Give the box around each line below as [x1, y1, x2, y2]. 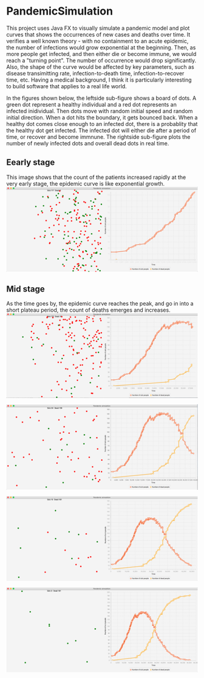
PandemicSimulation [6, 4, 114, 18]
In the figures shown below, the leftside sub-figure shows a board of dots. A [6, 94, 197, 102]
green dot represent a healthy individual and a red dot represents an [6, 100, 177, 108]
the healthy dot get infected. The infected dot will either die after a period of [6, 127, 197, 134]
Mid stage [6, 284, 45, 294]
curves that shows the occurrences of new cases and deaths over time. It [6, 30, 191, 38]
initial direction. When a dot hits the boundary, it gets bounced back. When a [6, 114, 198, 121]
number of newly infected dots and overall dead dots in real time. [6, 139, 169, 147]
